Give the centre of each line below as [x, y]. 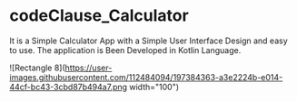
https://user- [89, 68]
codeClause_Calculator [99, 16]
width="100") [154, 87]
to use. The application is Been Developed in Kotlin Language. [125, 50]
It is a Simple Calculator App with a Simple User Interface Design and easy [148, 41]
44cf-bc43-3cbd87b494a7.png [69, 87]
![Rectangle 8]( [37, 68]
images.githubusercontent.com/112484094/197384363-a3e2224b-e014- [146, 77]
